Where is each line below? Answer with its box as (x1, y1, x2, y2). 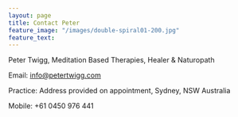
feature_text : (8, 33, 56, 42)
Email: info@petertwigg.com (8, 70, 101, 80)
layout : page (8, 11, 52, 20)
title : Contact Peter (8, 19, 80, 27)
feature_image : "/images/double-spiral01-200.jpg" (8, 26, 180, 34)
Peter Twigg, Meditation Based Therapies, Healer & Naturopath (8, 55, 215, 65)
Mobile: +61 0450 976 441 (8, 101, 94, 111)
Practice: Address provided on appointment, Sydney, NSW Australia (8, 86, 231, 96)
